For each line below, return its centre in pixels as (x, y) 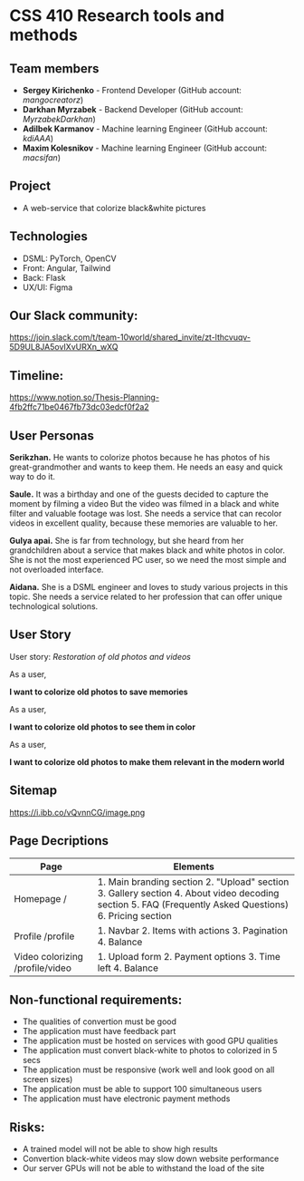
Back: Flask (44, 277)
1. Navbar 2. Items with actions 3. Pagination (192, 930)
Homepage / (40, 898)
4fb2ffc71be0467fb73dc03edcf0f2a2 (79, 407)
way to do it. (33, 477)
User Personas (52, 436)
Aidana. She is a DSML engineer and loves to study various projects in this (149, 587)
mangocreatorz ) (53, 100)
